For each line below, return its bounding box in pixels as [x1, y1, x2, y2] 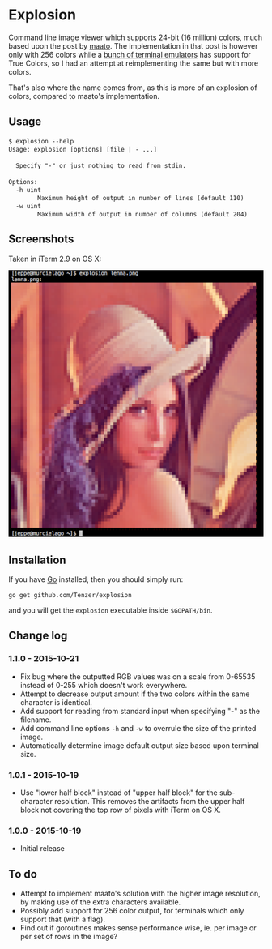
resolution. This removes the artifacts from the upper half [53, 796, 245, 806]
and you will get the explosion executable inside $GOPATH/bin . [8, 605, 213, 615]
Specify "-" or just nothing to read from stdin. [15, 161, 186, 169]
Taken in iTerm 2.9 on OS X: [8, 254, 102, 263]
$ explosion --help [8, 137, 74, 145]
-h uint [15, 186, 42, 194]
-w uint [15, 202, 42, 210]
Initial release [19, 844, 65, 853]
